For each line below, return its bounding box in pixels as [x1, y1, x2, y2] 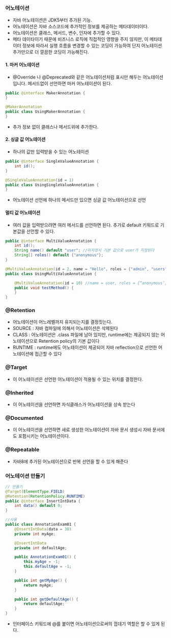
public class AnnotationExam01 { [5, 522, 76, 527]
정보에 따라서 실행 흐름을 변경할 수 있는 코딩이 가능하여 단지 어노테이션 [22, 42, 162, 49]
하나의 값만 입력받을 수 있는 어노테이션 [12, 149, 89, 155]
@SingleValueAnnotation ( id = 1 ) [5, 177, 74, 183]
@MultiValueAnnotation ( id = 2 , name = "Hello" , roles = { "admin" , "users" [5, 266, 167, 271]
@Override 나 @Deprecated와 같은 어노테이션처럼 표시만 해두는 [12, 74, 142, 80]
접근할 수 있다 [35, 351, 62, 357]
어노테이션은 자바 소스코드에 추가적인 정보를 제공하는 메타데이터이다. [12, 23, 149, 30]
